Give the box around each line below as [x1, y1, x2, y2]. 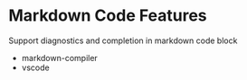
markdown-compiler [21, 52, 99, 63]
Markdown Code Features [8, 5, 207, 26]
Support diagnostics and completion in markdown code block [8, 35, 238, 46]
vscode [21, 62, 51, 73]
